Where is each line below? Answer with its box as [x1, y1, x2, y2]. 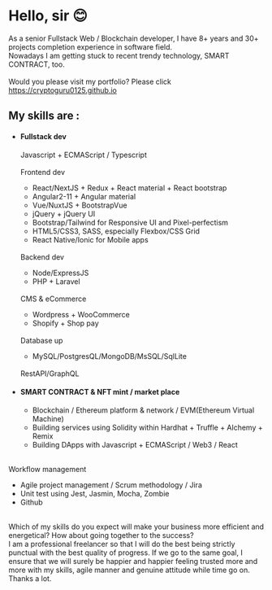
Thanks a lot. [8, 573, 52, 583]
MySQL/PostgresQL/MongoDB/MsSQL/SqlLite [32, 351, 187, 361]
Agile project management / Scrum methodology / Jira [19, 479, 203, 490]
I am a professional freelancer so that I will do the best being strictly [8, 539, 235, 548]
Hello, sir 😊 [8, 7, 88, 25]
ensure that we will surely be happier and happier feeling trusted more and [8, 556, 258, 566]
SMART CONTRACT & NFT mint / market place [19, 387, 180, 397]
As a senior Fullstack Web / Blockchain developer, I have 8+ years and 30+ [8, 33, 259, 43]
